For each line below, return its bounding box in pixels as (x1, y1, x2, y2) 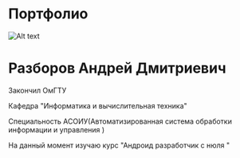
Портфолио (8, 5, 89, 23)
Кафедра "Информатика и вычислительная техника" (8, 101, 187, 110)
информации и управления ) (8, 124, 105, 134)
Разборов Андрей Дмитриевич (8, 59, 226, 77)
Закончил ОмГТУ (8, 85, 67, 95)
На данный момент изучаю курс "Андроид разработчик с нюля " (8, 140, 230, 150)
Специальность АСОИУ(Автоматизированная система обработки (8, 117, 233, 126)
